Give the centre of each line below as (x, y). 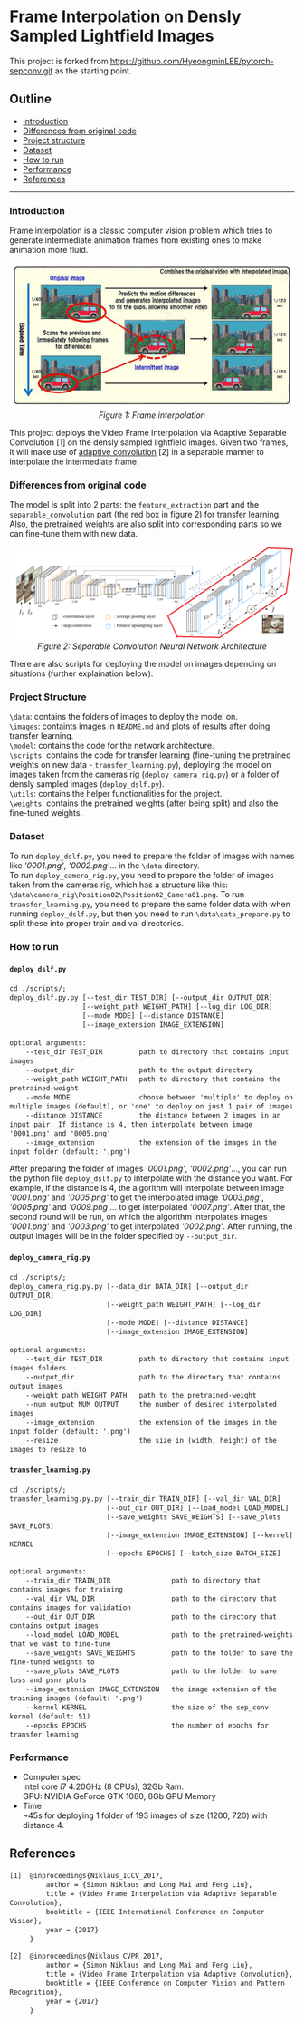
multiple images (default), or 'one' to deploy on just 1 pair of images (152, 1107)
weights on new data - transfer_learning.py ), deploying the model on (140, 764)
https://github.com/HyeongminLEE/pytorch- (192, 61)
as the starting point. (93, 71)
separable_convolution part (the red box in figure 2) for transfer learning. (146, 515)
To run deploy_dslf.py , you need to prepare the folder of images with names (152, 856)
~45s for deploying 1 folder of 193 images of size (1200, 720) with (145, 1815)
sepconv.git (31, 71)
